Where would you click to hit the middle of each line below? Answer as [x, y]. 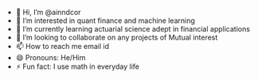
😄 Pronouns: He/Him [51, 58]
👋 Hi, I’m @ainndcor [48, 12]
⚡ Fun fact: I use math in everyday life [77, 66]
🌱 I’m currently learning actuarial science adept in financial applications [133, 29]
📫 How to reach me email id [63, 46]
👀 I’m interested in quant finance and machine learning [105, 21]
